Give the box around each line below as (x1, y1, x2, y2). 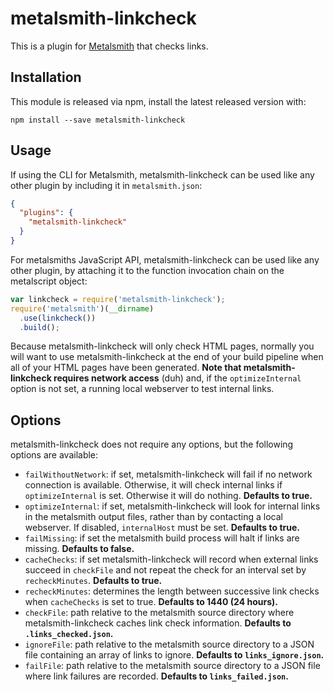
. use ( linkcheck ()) (19, 313, 97, 323)
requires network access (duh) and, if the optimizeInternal (53, 372, 302, 384)
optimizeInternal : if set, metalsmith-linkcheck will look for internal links (24, 500, 321, 512)
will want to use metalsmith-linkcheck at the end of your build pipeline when (10, 351, 324, 363)
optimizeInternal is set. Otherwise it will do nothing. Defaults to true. (24, 490, 313, 502)
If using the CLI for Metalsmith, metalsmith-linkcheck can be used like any (10, 168, 315, 181)
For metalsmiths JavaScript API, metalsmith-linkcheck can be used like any (10, 253, 320, 266)
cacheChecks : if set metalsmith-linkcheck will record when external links (24, 553, 319, 566)
